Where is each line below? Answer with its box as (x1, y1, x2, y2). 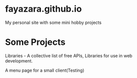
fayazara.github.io (5, 3, 82, 15)
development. (5, 58, 33, 64)
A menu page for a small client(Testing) (5, 67, 85, 73)
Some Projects (5, 37, 66, 48)
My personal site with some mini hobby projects (5, 19, 102, 25)
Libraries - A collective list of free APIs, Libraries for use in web (5, 53, 133, 58)
